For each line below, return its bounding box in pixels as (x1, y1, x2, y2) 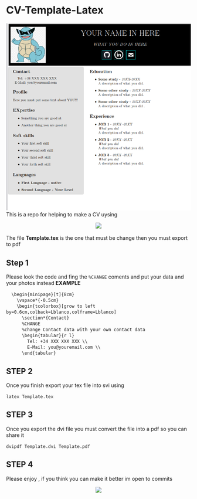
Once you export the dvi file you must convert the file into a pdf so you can (6, 425, 188, 432)
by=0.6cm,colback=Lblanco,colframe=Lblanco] (6, 309, 117, 315)
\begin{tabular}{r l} (21, 332, 75, 339)
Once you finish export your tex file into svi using (6, 382, 124, 389)
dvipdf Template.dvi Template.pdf (6, 443, 91, 449)
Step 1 (6, 257, 29, 267)
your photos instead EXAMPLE (6, 280, 81, 287)
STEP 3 (6, 410, 33, 420)
